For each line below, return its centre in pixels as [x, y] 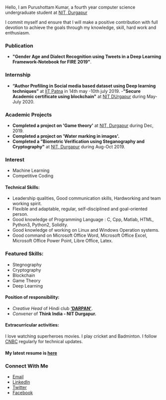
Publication [19, 45]
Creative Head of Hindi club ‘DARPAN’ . [52, 308]
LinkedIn [21, 382]
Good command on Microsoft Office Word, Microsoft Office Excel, [80, 235]
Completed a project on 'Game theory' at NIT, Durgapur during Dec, [83, 125]
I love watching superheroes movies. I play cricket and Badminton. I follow [81, 336]
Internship [18, 75]
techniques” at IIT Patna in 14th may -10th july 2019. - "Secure [76, 91]
